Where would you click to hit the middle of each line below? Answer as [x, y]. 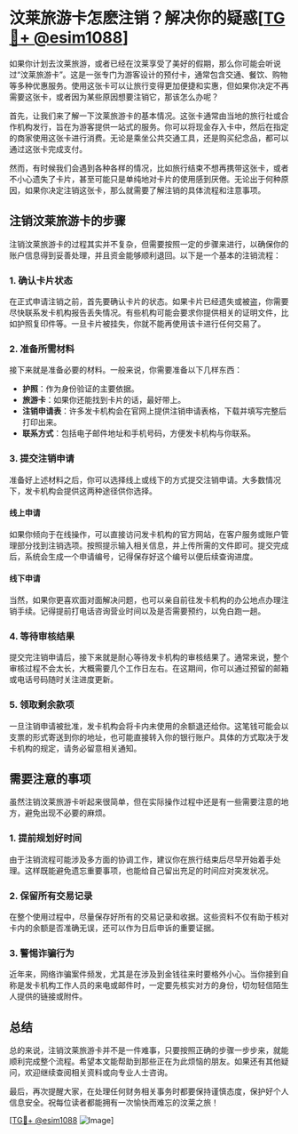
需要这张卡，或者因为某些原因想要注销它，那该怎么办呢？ [114, 97]
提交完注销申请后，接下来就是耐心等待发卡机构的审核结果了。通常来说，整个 [149, 657]
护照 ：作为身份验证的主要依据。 [80, 389]
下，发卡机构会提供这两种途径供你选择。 [83, 491]
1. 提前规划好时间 [46, 839]
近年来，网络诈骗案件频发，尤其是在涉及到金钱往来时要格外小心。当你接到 [145, 974]
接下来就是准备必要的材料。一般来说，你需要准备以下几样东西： [125, 370]
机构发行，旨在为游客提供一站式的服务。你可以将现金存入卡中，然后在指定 [153, 126]
